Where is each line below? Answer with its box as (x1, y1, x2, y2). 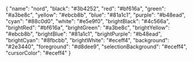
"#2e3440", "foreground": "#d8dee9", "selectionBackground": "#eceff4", (5, 43, 188, 50)
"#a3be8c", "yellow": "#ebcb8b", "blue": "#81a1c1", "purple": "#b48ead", (5, 11, 186, 18)
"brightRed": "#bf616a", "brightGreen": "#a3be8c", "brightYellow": (5, 24, 170, 31)
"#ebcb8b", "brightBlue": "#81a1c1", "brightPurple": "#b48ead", (5, 30, 162, 38)
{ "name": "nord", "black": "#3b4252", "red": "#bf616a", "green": (5, 5, 166, 12)
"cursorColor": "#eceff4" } (5, 49, 72, 56)
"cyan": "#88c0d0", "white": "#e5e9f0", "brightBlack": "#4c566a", (5, 18, 170, 24)
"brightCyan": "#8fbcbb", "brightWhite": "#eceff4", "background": (5, 37, 170, 44)
